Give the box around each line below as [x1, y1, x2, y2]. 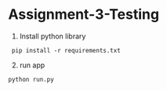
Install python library [19, 31, 86, 41]
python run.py [8, 75, 55, 83]
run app [19, 60, 45, 70]
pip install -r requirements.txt [11, 46, 122, 54]
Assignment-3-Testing [8, 5, 159, 24]
